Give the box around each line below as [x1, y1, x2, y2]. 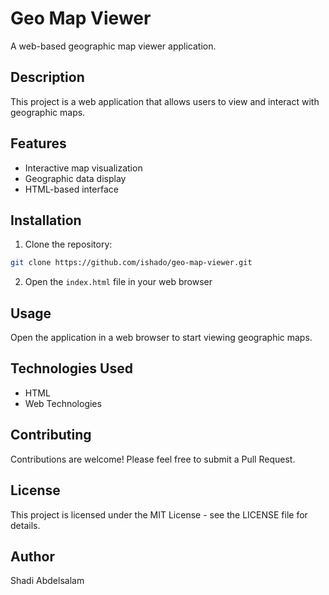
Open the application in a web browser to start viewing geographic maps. [10, 332, 313, 344]
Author [10, 548, 55, 565]
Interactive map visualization [24, 162, 143, 174]
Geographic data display [24, 172, 127, 184]
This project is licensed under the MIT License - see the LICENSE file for [10, 508, 308, 521]
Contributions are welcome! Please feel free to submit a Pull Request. [10, 453, 296, 465]
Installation [10, 212, 82, 229]
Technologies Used [10, 360, 133, 377]
